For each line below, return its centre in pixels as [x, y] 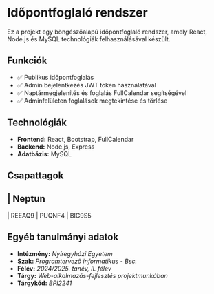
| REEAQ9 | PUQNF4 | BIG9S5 [49, 216]
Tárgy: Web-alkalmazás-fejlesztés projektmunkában [93, 275]
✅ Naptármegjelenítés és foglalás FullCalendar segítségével [102, 93]
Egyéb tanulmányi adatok [63, 237]
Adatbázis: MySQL [44, 154]
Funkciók [27, 61]
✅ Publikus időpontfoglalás [55, 77]
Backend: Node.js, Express [56, 147]
